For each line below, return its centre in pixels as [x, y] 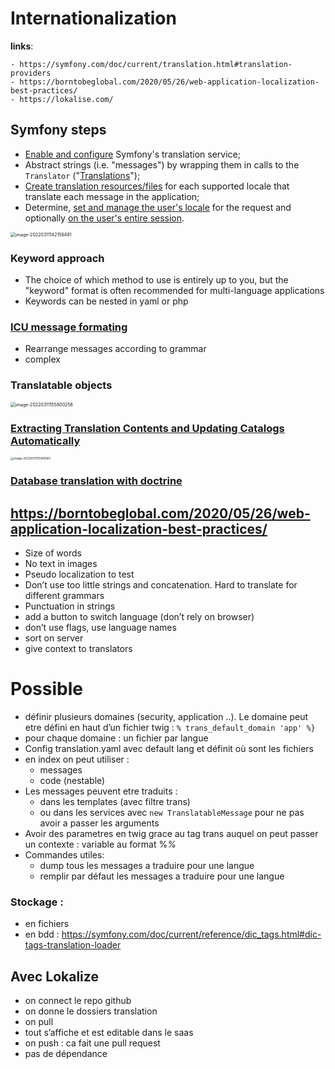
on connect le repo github [78, 1000]
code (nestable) [72, 780]
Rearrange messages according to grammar [115, 349]
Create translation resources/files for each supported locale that [157, 186]
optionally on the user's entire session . [104, 218]
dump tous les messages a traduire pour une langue [147, 865]
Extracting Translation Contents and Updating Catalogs [147, 428]
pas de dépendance [66, 1053]
